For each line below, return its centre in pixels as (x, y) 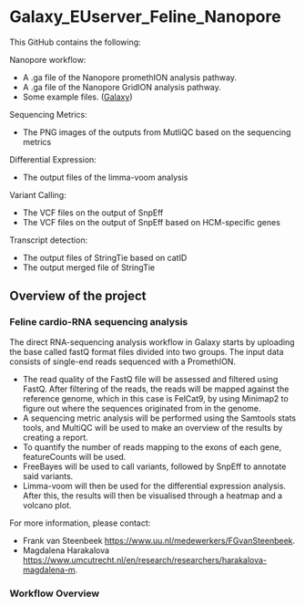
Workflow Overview (55, 593)
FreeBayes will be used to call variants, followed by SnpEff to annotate (154, 466)
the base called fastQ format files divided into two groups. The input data (147, 351)
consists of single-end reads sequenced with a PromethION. (123, 361)
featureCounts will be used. (74, 456)
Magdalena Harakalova (66, 550)
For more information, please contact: (80, 523)
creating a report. (55, 437)
